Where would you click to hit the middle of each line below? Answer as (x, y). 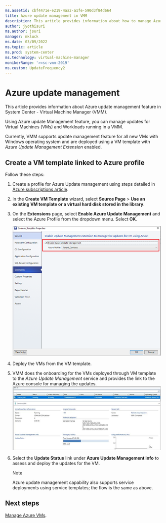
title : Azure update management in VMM (46, 16)
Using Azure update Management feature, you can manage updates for (78, 122)
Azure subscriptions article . (40, 189)
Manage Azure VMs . (26, 515)
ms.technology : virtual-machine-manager (47, 57)
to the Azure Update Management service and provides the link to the (83, 378)
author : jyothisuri (25, 26)
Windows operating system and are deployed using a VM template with (78, 142)
